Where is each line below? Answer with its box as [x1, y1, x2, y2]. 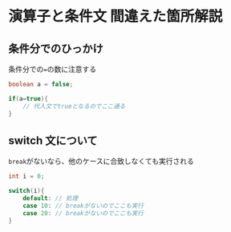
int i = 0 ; [8, 173, 45, 181]
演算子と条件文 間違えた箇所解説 [8, 7, 223, 26]
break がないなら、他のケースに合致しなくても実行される [8, 157, 194, 166]
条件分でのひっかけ [8, 42, 103, 55]
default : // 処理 [22, 194, 79, 202]
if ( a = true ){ [8, 94, 48, 102]
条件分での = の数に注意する [8, 65, 97, 74]
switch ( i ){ [8, 187, 45, 195]
